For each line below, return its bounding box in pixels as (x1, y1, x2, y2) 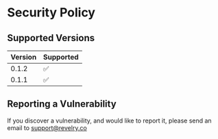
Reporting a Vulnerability (7, 98, 117, 110)
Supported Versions (7, 32, 95, 44)
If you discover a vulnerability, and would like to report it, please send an (7, 116, 212, 125)
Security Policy (7, 5, 96, 21)
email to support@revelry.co (7, 123, 87, 131)
